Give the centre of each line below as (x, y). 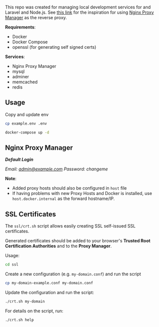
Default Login (19, 160)
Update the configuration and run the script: (50, 292)
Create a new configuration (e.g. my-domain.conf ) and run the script (73, 274)
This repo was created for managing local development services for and (78, 7)
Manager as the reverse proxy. (36, 17)
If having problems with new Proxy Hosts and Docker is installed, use (82, 194)
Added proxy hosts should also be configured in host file (69, 188)
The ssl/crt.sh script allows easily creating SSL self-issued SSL (70, 226)
